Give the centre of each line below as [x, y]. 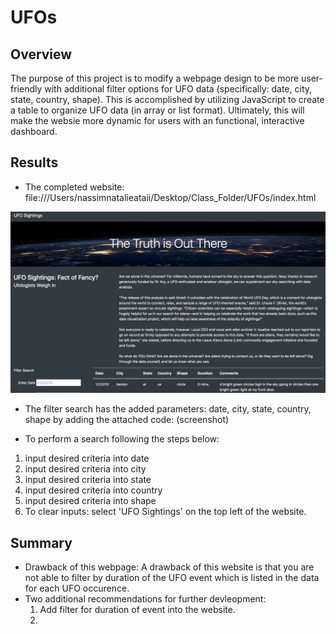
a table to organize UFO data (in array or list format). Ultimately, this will [157, 110]
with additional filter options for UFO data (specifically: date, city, [178, 89]
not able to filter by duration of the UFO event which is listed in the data [172, 578]
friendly [26, 89]
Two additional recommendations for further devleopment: [145, 599]
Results [34, 162]
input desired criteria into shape [90, 501]
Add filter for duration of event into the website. [137, 610]
